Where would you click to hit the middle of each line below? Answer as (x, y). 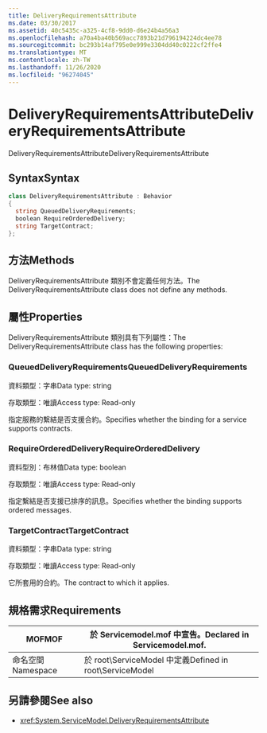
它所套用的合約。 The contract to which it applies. (89, 583)
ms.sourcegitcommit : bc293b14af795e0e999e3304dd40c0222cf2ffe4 (115, 45)
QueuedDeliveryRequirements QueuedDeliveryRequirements (128, 367)
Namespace (35, 670)
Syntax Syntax (44, 178)
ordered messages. (40, 509)
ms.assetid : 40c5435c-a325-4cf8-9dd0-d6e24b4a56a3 (94, 30)
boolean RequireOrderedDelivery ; (71, 219)
